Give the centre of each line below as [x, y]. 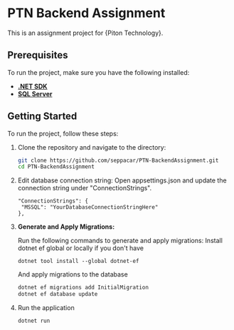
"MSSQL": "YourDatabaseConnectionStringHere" [90, 207]
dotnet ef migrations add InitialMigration [83, 288]
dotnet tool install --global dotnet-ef [78, 262]
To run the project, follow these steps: [63, 133]
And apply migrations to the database [73, 274]
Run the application [46, 308]
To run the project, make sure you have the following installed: [99, 72]
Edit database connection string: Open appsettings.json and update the [122, 180]
